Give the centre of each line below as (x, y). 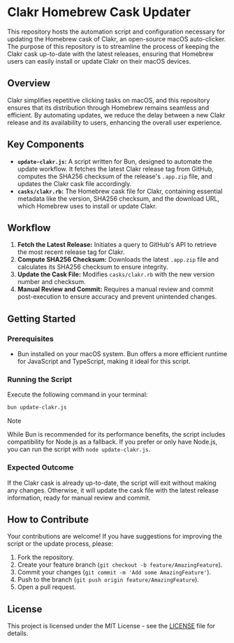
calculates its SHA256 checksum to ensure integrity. (93, 267)
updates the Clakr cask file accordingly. (74, 183)
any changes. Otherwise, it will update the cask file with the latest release (113, 490)
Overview (29, 84)
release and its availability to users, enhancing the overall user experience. (115, 122)
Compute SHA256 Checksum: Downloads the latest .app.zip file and (118, 260)
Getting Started (42, 319)
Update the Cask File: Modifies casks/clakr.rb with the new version (116, 274)
